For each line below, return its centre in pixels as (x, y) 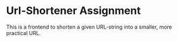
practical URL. (24, 33)
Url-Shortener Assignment (74, 11)
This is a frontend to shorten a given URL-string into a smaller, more (89, 27)
